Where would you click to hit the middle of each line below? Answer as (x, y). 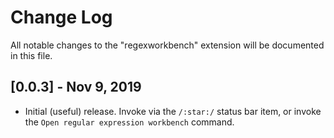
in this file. (31, 55)
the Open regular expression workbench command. (129, 122)
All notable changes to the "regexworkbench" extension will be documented (167, 45)
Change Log (61, 17)
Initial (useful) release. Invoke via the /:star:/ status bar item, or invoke (173, 111)
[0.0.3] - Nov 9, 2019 (76, 87)
